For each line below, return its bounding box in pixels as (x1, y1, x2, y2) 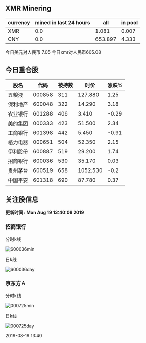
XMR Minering (5, 4, 52, 13)
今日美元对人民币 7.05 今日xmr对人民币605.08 (5, 49, 101, 55)
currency (8, 19, 30, 26)
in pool (121, 19, 138, 26)
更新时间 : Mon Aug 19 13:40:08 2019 (5, 209, 84, 216)
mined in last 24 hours (35, 19, 90, 26)
